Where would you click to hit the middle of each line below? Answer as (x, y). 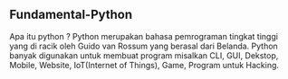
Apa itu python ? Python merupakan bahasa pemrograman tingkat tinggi (144, 36)
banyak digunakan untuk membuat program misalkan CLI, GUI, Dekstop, (144, 55)
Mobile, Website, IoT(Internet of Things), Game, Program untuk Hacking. (144, 65)
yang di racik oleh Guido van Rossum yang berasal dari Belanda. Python (144, 46)
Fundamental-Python (71, 15)
